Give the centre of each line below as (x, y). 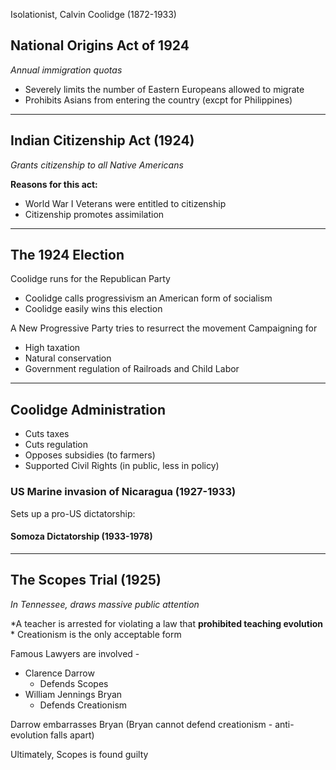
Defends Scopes (74, 683)
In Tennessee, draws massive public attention (105, 604)
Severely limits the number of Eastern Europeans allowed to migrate (164, 89)
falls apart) (72, 735)
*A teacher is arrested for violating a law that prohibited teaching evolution (167, 623)
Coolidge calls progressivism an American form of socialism (148, 298)
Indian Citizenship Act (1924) (102, 140)
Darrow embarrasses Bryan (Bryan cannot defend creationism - (141, 724)
